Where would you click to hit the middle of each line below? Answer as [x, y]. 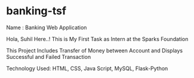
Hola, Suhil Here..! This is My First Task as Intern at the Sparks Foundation [97, 39]
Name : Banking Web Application [47, 27]
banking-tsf [36, 11]
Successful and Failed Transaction [49, 57]
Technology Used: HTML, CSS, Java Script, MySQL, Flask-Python [87, 68]
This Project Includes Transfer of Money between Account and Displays [95, 50]
